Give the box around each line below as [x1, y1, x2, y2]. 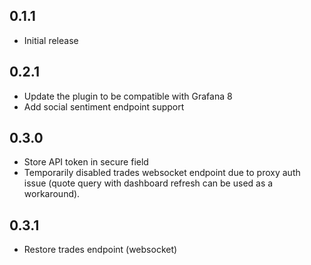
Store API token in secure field [23, 156, 149, 168]
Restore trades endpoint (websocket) [23, 244, 178, 256]
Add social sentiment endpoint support [23, 100, 185, 113]
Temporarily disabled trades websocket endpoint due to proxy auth [23, 167, 301, 179]
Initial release [23, 34, 79, 46]
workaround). [23, 188, 81, 200]
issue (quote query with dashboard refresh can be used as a [23, 177, 274, 189]
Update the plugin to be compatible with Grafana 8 [23, 90, 233, 102]
